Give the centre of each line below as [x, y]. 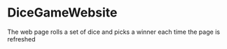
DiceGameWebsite [62, 13]
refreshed [21, 39]
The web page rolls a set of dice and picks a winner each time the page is [114, 32]
